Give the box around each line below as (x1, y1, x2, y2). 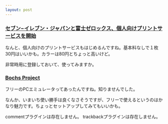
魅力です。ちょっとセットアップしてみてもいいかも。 (14, 103, 123, 109)
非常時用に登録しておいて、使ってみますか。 (5, 61, 97, 67)
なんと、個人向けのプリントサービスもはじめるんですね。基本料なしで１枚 (5, 44, 159, 50)
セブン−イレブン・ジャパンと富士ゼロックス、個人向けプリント (5, 24, 158, 31)
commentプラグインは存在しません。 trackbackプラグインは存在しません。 (5, 113, 160, 120)
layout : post (5, 7, 33, 12)
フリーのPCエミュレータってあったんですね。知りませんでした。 (5, 86, 138, 92)
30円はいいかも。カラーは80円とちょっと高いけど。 (5, 50, 113, 56)
